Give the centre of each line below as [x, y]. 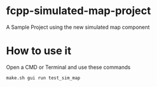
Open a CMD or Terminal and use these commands [68, 67]
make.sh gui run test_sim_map [43, 78]
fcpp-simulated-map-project [79, 11]
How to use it [39, 51]
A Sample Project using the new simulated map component [78, 27]
